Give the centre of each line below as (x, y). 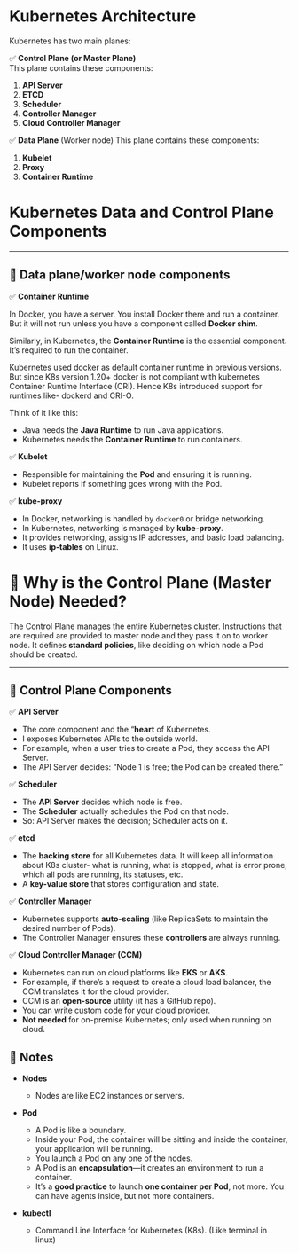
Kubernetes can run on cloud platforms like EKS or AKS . (125, 973)
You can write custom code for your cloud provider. (116, 1010)
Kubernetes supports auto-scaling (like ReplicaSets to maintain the (145, 919)
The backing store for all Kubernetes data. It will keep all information (147, 856)
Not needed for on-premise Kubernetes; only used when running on (147, 1020)
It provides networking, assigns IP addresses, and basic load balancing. (153, 537)
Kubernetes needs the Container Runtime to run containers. (132, 439)
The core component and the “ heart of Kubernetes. (116, 730)
